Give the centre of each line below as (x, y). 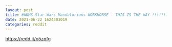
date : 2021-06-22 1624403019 (36, 19)
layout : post (19, 10)
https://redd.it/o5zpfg (28, 39)
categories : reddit (26, 24)
